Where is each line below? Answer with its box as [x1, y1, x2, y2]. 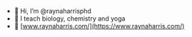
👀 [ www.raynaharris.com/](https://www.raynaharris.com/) [14, 22, 185, 30]
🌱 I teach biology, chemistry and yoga [14, 14, 126, 23]
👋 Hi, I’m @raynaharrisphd [14, 7, 91, 15]
